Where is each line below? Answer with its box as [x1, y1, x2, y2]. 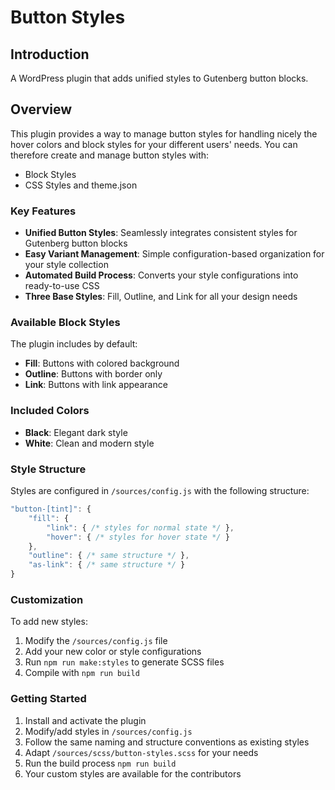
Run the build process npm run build [24, 757, 177, 769]
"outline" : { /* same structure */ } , [28, 551, 190, 561]
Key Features [10, 204, 77, 218]
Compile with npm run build [24, 667, 140, 679]
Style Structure [10, 462, 87, 476]
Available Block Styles [10, 316, 121, 330]
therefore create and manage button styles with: [10, 149, 210, 161]
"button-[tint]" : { [10, 504, 92, 514]
